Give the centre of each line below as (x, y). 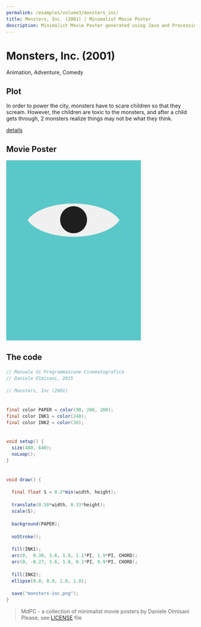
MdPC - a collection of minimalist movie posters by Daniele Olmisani (105, 611)
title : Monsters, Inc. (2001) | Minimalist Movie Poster (79, 19)
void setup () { (25, 441)
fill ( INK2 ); (27, 574)
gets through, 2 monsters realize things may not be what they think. (89, 119)
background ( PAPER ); (36, 524)
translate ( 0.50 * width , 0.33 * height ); (59, 505)
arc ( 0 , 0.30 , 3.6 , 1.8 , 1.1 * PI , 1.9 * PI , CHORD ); (75, 556)
